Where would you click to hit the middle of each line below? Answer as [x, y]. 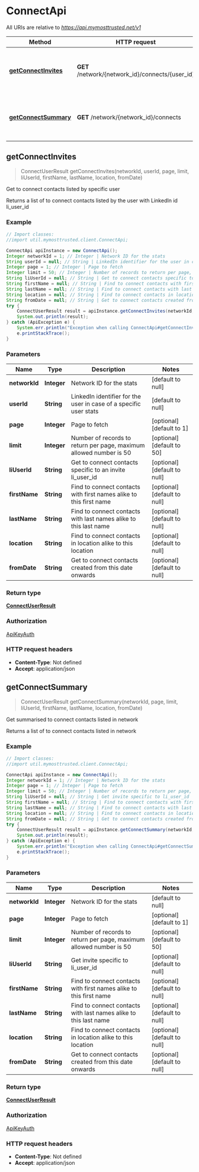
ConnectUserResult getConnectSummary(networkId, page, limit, [99, 702]
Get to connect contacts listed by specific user [63, 189]
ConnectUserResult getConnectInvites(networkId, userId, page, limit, [105, 171]
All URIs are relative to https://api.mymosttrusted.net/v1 [73, 27]
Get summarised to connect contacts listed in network [72, 719]
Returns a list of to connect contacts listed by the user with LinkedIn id [92, 200]
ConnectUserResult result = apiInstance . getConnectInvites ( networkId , [106, 311]
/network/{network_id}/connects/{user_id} [136, 74]
